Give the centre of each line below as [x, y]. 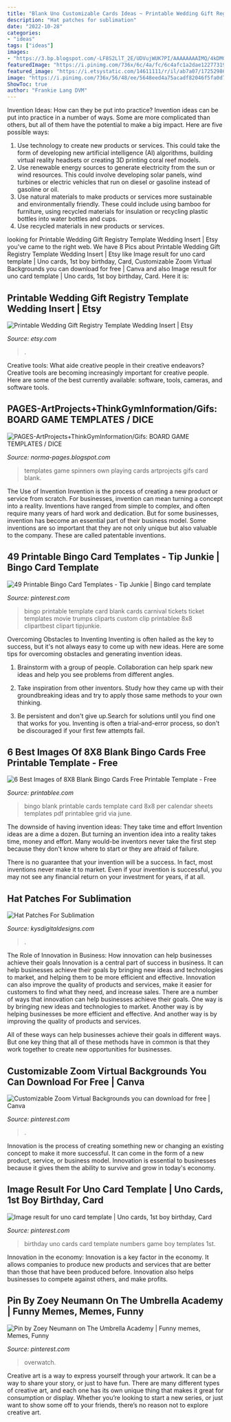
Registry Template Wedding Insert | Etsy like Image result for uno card [106, 254]
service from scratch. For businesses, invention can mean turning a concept [115, 498]
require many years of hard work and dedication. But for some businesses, [113, 513]
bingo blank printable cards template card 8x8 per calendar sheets [118, 806]
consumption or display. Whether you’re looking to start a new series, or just [115, 1397]
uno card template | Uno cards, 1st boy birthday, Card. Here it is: [98, 276]
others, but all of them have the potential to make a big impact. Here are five [115, 125]
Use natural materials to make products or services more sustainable [114, 197]
